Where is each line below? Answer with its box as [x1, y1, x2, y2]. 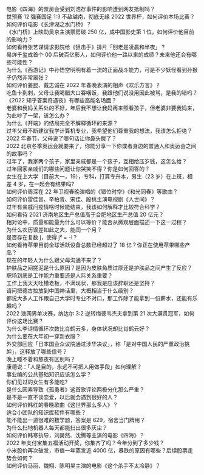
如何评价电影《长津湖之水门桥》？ [6, 21, 92, 27]
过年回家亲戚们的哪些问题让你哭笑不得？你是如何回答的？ [6, 165, 150, 172]
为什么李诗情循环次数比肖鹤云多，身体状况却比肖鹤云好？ [6, 325, 150, 332]
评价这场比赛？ [6, 317, 44, 325]
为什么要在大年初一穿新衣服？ [6, 332, 81, 340]
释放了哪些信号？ [24, 348, 68, 355]
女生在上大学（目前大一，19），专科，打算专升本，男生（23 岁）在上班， [6, 173, 188, 180]
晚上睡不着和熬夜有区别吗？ [6, 356, 76, 362]
